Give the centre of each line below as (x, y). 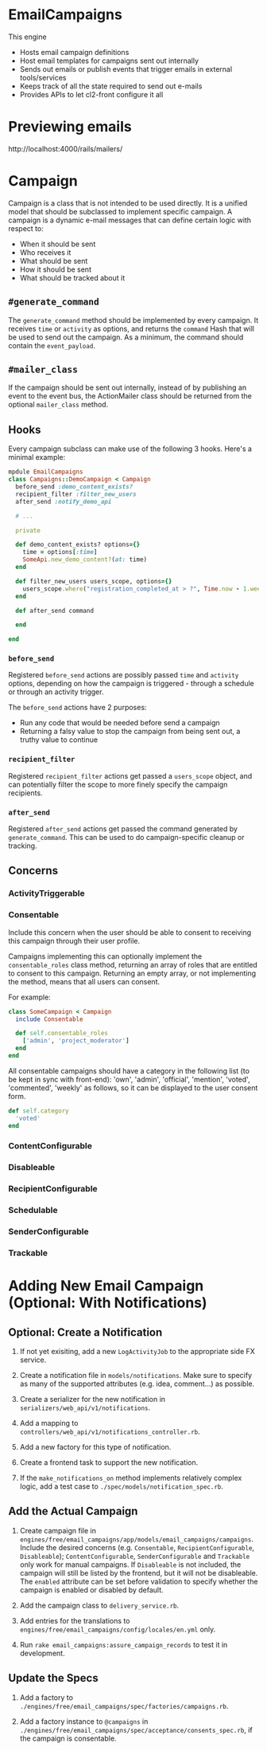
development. (42, 1653)
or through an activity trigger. (56, 692)
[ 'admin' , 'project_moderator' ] (76, 1041)
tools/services (43, 77)
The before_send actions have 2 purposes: (77, 708)
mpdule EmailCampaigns (46, 472)
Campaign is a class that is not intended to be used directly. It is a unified (128, 203)
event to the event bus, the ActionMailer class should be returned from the (130, 396)
